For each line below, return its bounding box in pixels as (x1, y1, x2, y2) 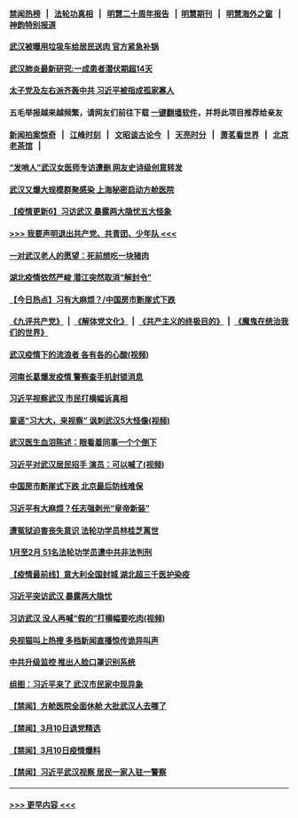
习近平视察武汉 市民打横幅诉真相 (9, 393, 129, 404)
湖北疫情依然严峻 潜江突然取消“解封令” (9, 272, 153, 283)
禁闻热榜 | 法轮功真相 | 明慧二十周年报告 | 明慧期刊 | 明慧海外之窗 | (9, 8, 282, 19)
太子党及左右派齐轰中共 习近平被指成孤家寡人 (9, 85, 175, 96)
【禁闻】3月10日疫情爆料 (9, 744, 101, 755)
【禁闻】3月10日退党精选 (9, 723, 101, 733)
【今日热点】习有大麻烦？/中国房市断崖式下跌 (9, 294, 176, 305)
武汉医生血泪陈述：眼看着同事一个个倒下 (9, 437, 157, 448)
